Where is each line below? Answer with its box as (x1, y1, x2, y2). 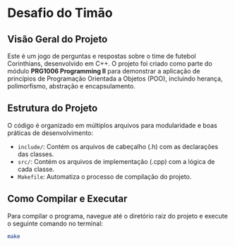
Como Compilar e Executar (7, 193, 128, 205)
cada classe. (17, 165, 55, 173)
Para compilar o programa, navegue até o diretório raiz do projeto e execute (7, 211, 228, 220)
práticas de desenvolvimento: (7, 129, 94, 137)
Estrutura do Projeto (7, 102, 98, 115)
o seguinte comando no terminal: (7, 219, 104, 228)
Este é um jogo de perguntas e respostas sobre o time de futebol (7, 52, 196, 60)
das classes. (17, 150, 54, 158)
